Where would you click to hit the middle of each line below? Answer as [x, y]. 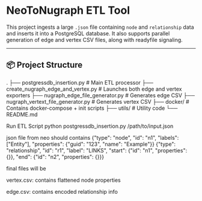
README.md [22, 114]
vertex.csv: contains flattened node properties [64, 180]
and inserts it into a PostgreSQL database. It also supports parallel [88, 33]
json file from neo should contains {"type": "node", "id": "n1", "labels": [93, 137]
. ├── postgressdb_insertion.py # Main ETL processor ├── [80, 82]
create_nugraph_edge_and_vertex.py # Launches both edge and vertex [94, 89]
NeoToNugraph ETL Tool [68, 10]
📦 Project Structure [44, 65]
